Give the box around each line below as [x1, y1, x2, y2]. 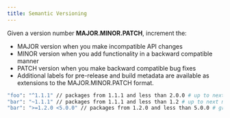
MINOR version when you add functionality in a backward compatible [16, 49, 213, 58]
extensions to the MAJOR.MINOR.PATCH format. [16, 78, 154, 86]
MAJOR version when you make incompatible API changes [16, 42, 183, 50]
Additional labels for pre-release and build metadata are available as [16, 71, 210, 80]
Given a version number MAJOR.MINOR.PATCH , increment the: [7, 29, 187, 37]
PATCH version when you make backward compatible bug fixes [16, 64, 196, 72]
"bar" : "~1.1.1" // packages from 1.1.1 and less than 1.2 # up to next [7, 98, 219, 105]
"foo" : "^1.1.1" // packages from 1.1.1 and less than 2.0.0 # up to [7, 92, 210, 99]
